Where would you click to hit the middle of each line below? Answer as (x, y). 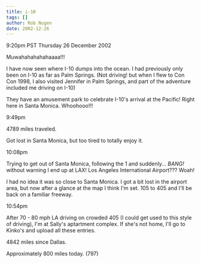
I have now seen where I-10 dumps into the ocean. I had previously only (95, 69)
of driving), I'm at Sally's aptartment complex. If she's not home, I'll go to (96, 224)
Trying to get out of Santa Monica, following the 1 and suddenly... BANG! (95, 164)
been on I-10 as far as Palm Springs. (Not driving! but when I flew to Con (95, 75)
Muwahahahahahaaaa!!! (36, 57)
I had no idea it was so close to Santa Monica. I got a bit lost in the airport (97, 182)
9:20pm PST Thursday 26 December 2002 (59, 46)
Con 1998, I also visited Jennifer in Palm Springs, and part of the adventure (99, 81)
